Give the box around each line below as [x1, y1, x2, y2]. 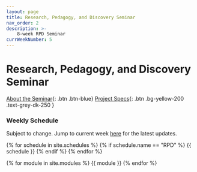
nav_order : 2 [6, 20, 39, 26]
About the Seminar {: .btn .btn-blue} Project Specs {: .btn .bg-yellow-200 [6, 95, 184, 102]
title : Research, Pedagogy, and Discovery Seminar [6, 14, 136, 20]
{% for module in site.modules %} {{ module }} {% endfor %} [6, 159, 157, 167]
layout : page [6, 8, 39, 15]
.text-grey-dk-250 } [6, 101, 55, 108]
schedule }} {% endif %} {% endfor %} [6, 148, 103, 155]
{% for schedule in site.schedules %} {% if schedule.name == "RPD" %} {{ [6, 141, 192, 149]
